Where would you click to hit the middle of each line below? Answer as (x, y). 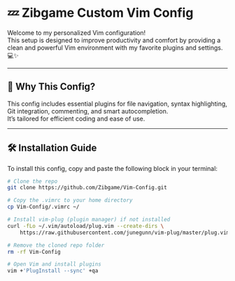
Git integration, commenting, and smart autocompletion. (88, 111)
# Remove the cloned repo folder (56, 245)
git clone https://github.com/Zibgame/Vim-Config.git (87, 188)
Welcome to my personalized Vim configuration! (77, 32)
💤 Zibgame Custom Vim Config (100, 13)
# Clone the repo (33, 181)
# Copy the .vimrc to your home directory (70, 200)
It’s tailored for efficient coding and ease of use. (76, 118)
